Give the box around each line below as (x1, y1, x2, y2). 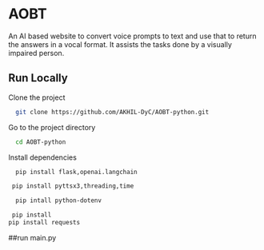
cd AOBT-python (15, 137, 66, 146)
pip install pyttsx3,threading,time (11, 182, 134, 190)
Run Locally (8, 71, 68, 85)
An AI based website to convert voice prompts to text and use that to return (8, 31, 257, 41)
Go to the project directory (8, 122, 96, 132)
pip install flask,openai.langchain (15, 168, 138, 176)
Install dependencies (8, 153, 78, 162)
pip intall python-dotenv (15, 196, 102, 204)
